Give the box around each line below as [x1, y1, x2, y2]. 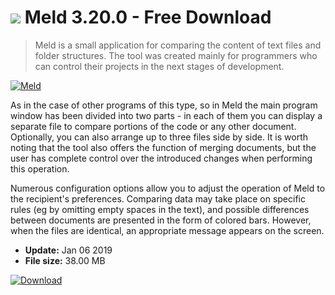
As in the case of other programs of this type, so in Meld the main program [10, 99, 318, 111]
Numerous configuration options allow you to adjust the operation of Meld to [10, 182, 326, 194]
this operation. [10, 162, 70, 175]
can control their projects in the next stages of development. [34, 60, 285, 72]
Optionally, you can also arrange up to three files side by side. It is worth [10, 131, 309, 143]
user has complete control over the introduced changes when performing [10, 152, 313, 164]
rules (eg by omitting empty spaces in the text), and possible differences [10, 203, 310, 215]
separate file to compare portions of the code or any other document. [10, 120, 297, 132]
